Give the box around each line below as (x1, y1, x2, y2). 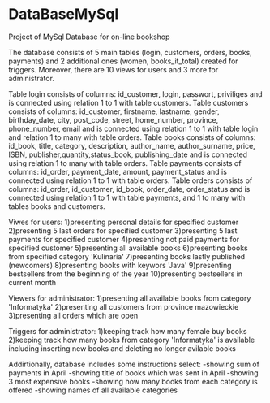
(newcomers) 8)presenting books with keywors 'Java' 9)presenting (8, 260, 233, 270)
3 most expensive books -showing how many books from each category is (8, 376, 258, 386)
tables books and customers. (8, 201, 105, 211)
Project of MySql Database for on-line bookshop (8, 32, 170, 41)
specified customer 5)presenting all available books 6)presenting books (8, 243, 249, 253)
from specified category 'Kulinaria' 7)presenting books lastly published (8, 251, 246, 261)
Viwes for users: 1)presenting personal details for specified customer (8, 217, 239, 227)
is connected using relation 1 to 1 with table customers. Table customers (8, 97, 249, 107)
